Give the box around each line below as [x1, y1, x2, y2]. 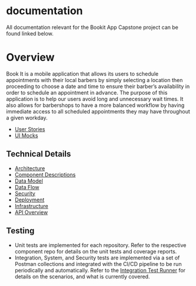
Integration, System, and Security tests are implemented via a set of [14, 254, 180, 261]
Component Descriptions [14, 171, 76, 178]
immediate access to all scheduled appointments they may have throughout [6, 108, 190, 115]
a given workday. [6, 114, 48, 121]
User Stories [14, 125, 45, 132]
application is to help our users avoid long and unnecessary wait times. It [6, 95, 184, 102]
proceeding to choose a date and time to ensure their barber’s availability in [6, 83, 190, 90]
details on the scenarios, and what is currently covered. [14, 273, 151, 280]
